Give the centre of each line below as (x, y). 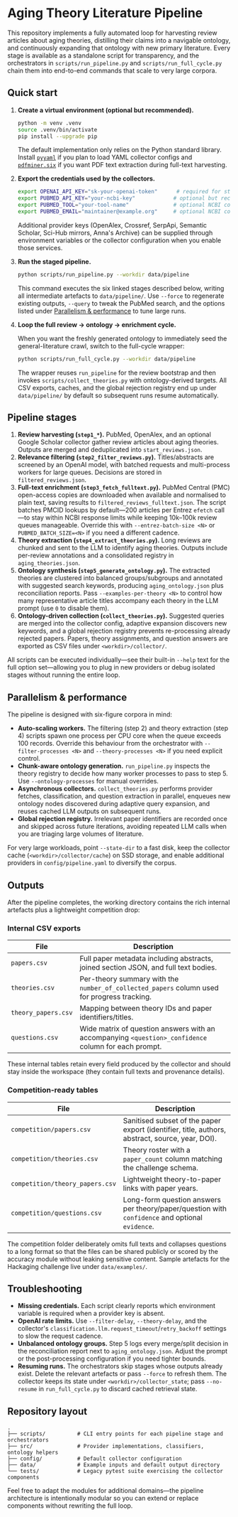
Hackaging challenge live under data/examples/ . (77, 1266)
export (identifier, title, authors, (175, 1130)
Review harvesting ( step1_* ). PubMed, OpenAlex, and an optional (114, 434)
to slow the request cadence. (60, 1336)
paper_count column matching (173, 1159)
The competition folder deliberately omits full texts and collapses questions (117, 1244)
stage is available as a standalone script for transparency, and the (103, 55)
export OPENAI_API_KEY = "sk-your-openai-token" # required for (119, 192)
